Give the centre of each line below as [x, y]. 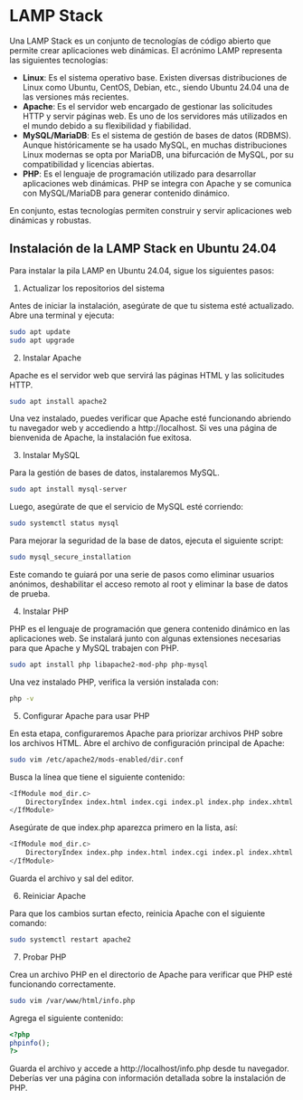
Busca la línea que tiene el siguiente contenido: [97, 777]
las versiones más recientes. [76, 97]
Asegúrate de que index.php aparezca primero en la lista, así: [123, 827]
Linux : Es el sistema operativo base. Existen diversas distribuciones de [155, 77]
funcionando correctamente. [62, 984]
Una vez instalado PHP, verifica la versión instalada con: [114, 682]
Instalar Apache [52, 358]
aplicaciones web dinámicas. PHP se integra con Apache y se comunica [157, 183]
